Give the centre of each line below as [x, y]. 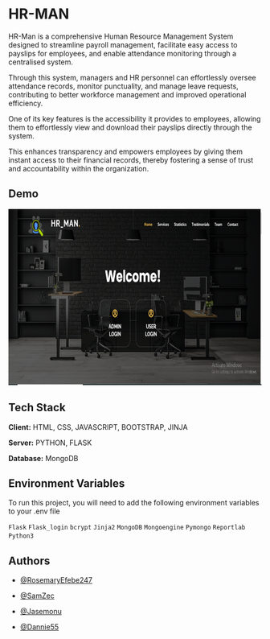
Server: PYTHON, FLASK [50, 443]
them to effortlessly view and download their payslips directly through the [130, 127]
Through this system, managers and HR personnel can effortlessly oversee [133, 77]
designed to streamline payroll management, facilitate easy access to [123, 44]
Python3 [21, 536]
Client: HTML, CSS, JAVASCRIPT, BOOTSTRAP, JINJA [98, 427]
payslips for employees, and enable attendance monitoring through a [123, 53]
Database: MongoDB [43, 458]
